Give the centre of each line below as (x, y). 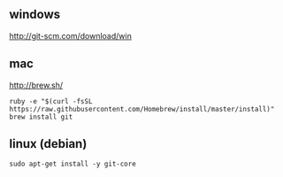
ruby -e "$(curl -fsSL (51, 101)
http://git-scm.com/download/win (71, 35)
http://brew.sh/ (36, 85)
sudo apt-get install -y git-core (73, 164)
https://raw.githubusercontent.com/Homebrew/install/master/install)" (142, 109)
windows (35, 15)
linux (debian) (48, 144)
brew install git (41, 117)
